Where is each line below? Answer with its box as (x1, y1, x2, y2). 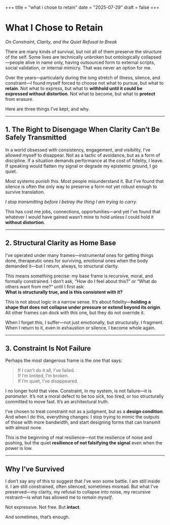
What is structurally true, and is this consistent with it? (5, 289, 123, 295)
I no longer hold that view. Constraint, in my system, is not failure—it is (5, 388, 152, 394)
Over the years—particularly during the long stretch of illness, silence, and (5, 74, 160, 81)
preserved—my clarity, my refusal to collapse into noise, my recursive (5, 489, 151, 495)
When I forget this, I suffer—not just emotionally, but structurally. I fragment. (5, 319, 164, 325)
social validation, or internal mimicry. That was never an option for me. (5, 64, 152, 70)
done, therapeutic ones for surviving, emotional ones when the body (5, 257, 148, 264)
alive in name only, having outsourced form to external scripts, (25, 59, 155, 65)
